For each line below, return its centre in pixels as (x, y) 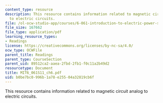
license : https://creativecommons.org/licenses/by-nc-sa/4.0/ (69, 46)
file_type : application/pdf (33, 32)
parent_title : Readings (29, 55)
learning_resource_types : (31, 37)
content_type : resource (29, 9)
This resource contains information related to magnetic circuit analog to (76, 91)
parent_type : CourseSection (33, 59)
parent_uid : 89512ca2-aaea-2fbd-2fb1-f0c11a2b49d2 (57, 64)
